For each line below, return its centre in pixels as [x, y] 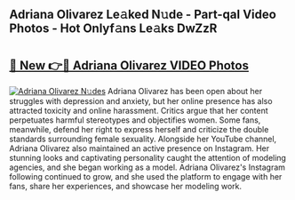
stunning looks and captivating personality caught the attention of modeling [148, 158]
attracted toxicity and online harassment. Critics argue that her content [139, 111]
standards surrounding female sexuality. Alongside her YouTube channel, [143, 139]
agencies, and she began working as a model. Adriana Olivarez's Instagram [147, 167]
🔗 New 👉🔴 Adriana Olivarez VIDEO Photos [129, 65]
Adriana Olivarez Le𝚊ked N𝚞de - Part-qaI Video [143, 15]
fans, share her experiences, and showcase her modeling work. [126, 186]
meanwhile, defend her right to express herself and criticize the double [139, 129]
